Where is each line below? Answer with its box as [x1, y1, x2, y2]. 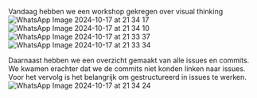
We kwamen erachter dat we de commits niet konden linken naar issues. [8, 64, 246, 73]
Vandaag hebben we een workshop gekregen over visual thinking [8, 7, 224, 16]
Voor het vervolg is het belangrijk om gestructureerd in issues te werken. [8, 73, 247, 81]
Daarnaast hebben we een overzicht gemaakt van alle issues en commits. [8, 55, 250, 65]
